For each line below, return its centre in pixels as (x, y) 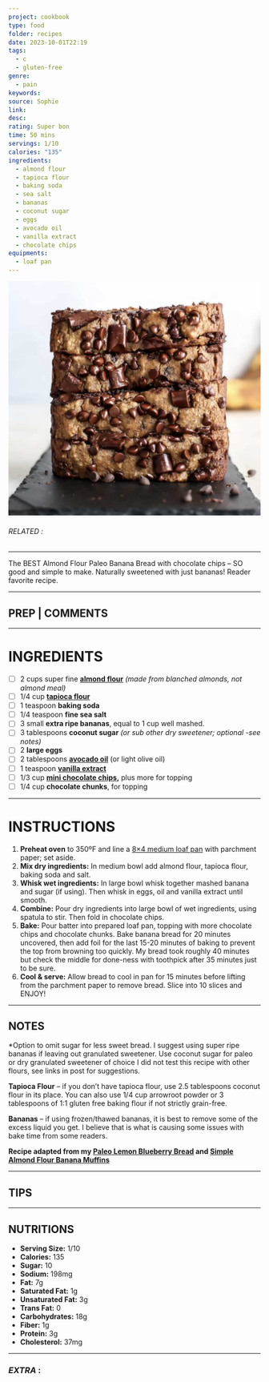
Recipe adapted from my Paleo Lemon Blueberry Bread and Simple (121, 1151)
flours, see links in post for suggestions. (74, 1071)
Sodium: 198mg (46, 1274)
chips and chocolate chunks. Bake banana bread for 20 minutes (125, 934)
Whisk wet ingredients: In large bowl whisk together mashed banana (134, 883)
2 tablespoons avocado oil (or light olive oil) (92, 759)
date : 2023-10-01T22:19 (48, 42)
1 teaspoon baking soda (60, 705)
